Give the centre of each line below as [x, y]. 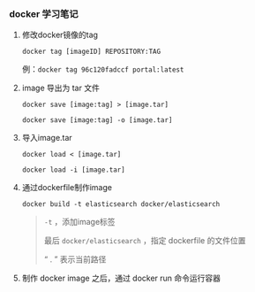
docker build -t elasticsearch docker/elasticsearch [121, 204]
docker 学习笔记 [44, 13]
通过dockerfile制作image [67, 188]
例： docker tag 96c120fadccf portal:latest [103, 69]
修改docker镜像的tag [60, 35]
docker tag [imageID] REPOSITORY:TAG [91, 52]
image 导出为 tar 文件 [60, 88]
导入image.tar [47, 138]
